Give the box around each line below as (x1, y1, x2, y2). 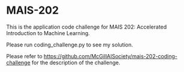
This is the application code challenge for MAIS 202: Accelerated (6, 23, 167, 30)
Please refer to (6, 52, 43, 60)
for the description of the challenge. (32, 59, 121, 66)
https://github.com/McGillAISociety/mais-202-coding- (44, 52, 178, 60)
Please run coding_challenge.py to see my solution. (6, 41, 133, 48)
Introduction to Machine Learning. (6, 29, 90, 36)
